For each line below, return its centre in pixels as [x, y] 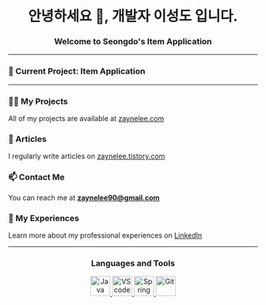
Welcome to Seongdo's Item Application [133, 42]
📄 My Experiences [44, 218]
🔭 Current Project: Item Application [77, 71]
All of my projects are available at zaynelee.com [86, 119]
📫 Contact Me [36, 177]
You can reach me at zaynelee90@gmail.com [84, 197]
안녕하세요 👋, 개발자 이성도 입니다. [133, 16]
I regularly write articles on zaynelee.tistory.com [87, 156]
